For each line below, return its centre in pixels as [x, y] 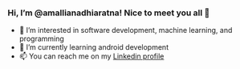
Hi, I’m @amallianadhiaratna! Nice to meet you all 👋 [109, 13]
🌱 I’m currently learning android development [94, 47]
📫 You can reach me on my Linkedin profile [92, 56]
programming [42, 39]
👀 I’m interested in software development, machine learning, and [126, 30]
